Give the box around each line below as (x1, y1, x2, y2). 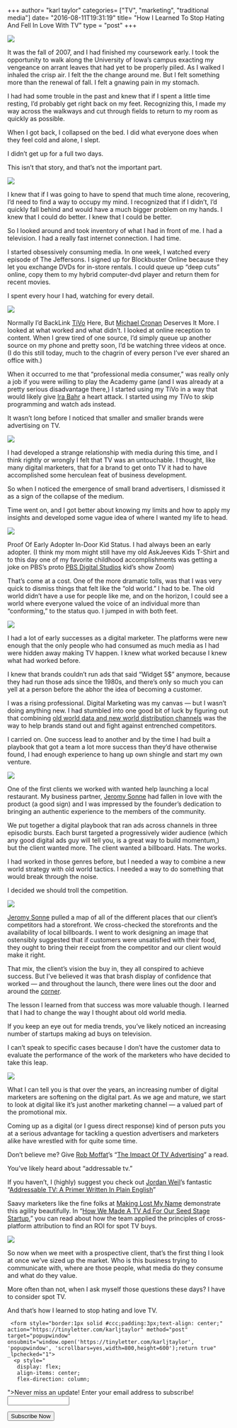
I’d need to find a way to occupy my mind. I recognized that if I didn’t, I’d (7, 198, 218, 206)
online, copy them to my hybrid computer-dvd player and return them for (7, 271, 219, 278)
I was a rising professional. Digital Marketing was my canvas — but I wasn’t (7, 699, 226, 707)
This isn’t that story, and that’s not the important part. (7, 163, 163, 171)
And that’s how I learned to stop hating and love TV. (7, 1306, 158, 1315)
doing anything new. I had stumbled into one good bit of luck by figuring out (7, 706, 229, 715)
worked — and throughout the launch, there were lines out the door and (7, 980, 216, 987)
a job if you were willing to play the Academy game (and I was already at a (7, 378, 224, 385)
